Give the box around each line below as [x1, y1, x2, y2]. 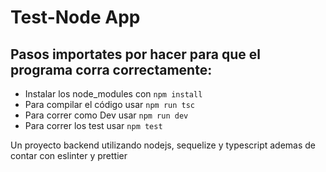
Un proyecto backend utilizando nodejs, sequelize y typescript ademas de [10, 139, 317, 151]
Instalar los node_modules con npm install [24, 88, 203, 100]
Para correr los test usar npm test [24, 120, 163, 131]
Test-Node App [10, 6, 141, 29]
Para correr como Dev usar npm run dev [24, 109, 189, 121]
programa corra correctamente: [10, 61, 213, 78]
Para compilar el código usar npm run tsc [24, 99, 195, 110]
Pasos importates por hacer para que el [10, 46, 261, 63]
